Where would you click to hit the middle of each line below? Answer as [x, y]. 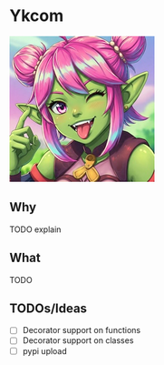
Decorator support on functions [82, 330]
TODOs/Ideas [48, 308]
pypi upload [45, 350]
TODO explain [35, 229]
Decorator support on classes [78, 340]
